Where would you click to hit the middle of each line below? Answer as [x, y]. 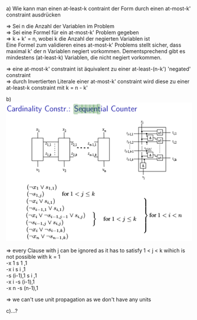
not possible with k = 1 [33, 257]
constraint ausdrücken [33, 15]
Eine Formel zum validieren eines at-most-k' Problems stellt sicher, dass [94, 45]
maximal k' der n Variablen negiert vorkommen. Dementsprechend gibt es [96, 51]
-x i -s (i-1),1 [21, 282]
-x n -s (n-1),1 [22, 288]
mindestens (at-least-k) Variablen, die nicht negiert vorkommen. [84, 57]
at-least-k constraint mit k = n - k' [47, 88]
